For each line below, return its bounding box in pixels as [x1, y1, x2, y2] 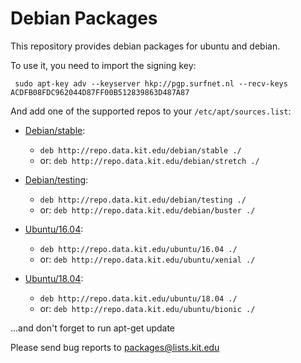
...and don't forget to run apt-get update [10, 322, 176, 334]
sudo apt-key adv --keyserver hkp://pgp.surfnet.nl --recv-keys [14, 78, 288, 89]
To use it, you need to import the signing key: [10, 59, 197, 71]
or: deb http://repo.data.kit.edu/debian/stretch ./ [39, 154, 260, 166]
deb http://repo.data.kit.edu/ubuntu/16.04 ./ [39, 244, 238, 254]
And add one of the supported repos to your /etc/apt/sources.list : [10, 105, 292, 117]
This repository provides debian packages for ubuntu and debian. [10, 40, 281, 52]
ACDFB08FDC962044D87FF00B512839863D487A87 [10, 87, 190, 97]
